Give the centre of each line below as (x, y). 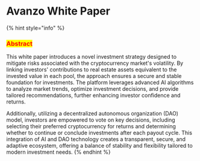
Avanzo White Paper (58, 11)
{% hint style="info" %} (36, 28)
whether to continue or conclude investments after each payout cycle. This (99, 133)
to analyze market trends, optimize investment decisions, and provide (92, 89)
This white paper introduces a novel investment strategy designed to (91, 57)
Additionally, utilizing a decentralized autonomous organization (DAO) (92, 114)
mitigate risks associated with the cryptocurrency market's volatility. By (95, 63)
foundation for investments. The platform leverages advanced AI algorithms (100, 82)
